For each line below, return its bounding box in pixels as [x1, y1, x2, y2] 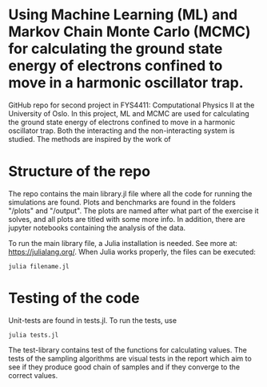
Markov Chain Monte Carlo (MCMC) [8, 22, 251, 41]
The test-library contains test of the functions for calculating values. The [8, 345, 248, 354]
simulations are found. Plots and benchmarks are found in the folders [8, 197, 236, 207]
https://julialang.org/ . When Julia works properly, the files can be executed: [8, 247, 256, 256]
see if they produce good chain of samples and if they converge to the [8, 362, 241, 372]
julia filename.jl [8, 262, 70, 270]
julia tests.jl [8, 331, 59, 339]
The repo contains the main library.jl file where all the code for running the [8, 188, 253, 198]
